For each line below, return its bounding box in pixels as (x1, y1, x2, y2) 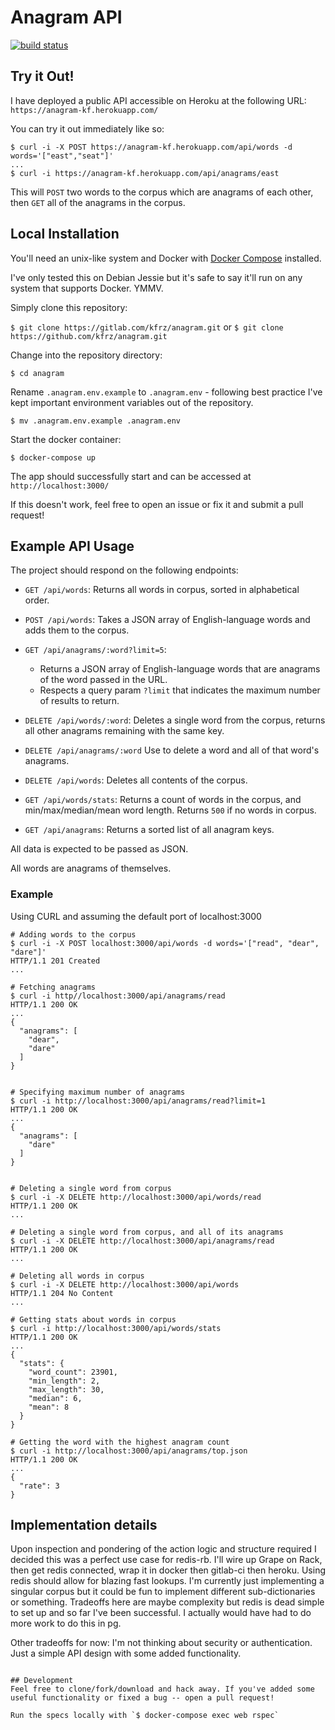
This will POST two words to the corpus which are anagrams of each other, (10, 186, 314, 198)
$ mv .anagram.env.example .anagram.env (10, 416, 182, 426)
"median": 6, (28, 1393, 83, 1403)
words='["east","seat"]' (10, 151, 114, 161)
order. (24, 594, 50, 606)
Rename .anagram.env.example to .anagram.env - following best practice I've (10, 386, 323, 398)
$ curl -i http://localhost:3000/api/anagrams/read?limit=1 (10, 1096, 267, 1106)
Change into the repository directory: (10, 349, 163, 361)
